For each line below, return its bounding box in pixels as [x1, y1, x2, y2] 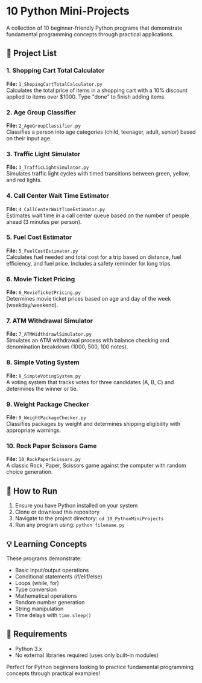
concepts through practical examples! [6, 670, 101, 677]
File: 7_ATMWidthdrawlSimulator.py [6, 330, 92, 338]
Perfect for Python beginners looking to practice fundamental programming [6, 663, 194, 670]
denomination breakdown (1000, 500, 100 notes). [6, 343, 128, 350]
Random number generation [14, 598, 85, 606]
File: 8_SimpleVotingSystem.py [6, 372, 81, 379]
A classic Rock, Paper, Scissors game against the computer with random [6, 462, 187, 469]
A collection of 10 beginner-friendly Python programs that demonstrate [6, 24, 183, 31]
